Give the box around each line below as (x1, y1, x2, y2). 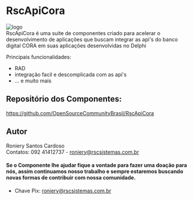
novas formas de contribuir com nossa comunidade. (6, 174, 136, 181)
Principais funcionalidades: (6, 53, 71, 60)
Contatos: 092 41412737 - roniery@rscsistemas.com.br (6, 148, 139, 156)
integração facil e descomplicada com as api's (14, 71, 127, 78)
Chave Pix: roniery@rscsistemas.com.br (14, 187, 112, 194)
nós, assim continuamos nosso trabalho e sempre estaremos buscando (6, 168, 184, 175)
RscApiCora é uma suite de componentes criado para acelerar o (6, 29, 161, 36)
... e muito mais (14, 77, 51, 84)
